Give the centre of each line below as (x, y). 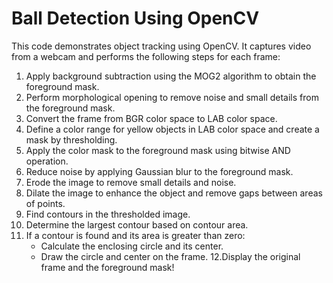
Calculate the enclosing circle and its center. (132, 246)
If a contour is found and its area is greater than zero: (135, 235)
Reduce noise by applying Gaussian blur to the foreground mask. (159, 171)
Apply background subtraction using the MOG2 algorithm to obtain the (171, 76)
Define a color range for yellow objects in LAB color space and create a (172, 129)
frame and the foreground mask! (107, 267)
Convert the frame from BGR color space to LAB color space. (151, 118)
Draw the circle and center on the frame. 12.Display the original (170, 256)
